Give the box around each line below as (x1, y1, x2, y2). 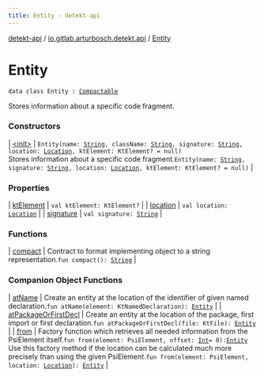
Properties (8, 182, 50, 193)
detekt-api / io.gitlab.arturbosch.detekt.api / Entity (8, 33, 172, 43)
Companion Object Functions (8, 275, 123, 286)
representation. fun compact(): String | (8, 255, 137, 265)
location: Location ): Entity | (8, 360, 108, 369)
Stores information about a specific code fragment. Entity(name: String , (8, 154, 246, 163)
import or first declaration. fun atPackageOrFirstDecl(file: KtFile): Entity (8, 318, 257, 327)
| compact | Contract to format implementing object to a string (8, 246, 211, 256)
